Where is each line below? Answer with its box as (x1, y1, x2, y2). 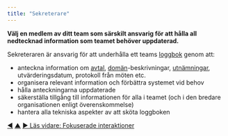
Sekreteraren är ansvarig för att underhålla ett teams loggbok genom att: (7, 50, 215, 58)
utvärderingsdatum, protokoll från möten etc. (17, 71, 146, 79)
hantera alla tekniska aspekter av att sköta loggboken (17, 108, 170, 116)
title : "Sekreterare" (7, 10, 70, 17)
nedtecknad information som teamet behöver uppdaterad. (7, 36, 179, 45)
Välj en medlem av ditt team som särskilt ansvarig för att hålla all (7, 29, 197, 37)
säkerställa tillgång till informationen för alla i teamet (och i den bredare (17, 93, 221, 101)
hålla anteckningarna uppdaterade (17, 85, 116, 94)
